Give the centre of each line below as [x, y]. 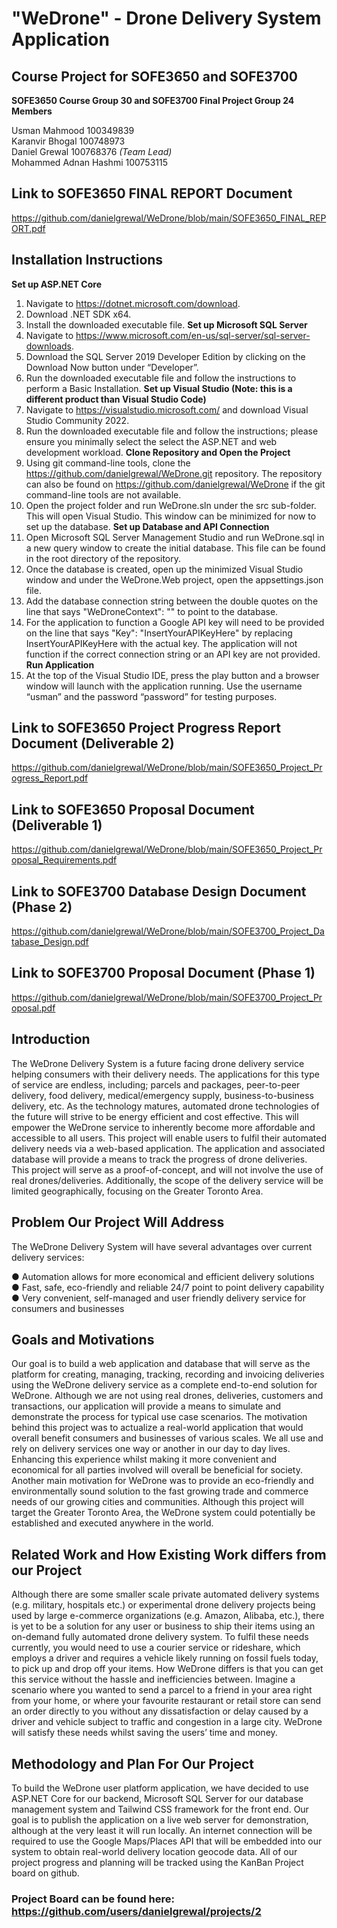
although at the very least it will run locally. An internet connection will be [162, 1830]
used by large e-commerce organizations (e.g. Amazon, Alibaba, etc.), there [168, 1616]
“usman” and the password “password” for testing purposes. [151, 696]
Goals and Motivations [83, 1339]
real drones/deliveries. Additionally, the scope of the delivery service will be [167, 1180]
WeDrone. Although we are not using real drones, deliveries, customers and [167, 1396]
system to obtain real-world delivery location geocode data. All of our [154, 1851]
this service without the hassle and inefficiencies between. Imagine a [153, 1679]
